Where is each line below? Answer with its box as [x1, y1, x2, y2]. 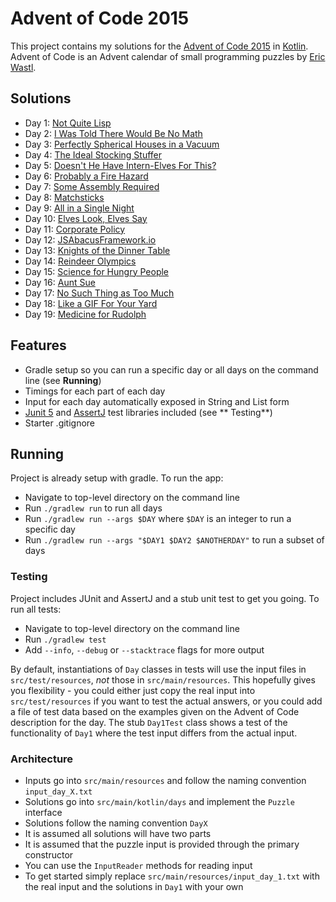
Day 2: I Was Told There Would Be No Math [24, 127, 203, 139]
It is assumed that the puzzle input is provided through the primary [24, 838, 300, 850]
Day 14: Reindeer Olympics [24, 255, 137, 267]
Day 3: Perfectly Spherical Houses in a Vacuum [24, 138, 220, 150]
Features [10, 337, 67, 354]
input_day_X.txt [24, 787, 93, 797]
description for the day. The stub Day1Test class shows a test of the [10, 716, 288, 728]
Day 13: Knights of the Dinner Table [24, 244, 171, 256]
